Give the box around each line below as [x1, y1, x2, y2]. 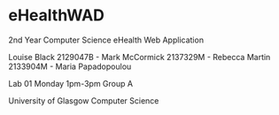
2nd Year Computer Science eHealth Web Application [8, 34, 205, 45]
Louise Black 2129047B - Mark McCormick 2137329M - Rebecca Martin [8, 51, 271, 62]
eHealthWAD [8, 5, 105, 26]
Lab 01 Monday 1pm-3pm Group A [8, 78, 134, 88]
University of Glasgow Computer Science [8, 95, 159, 106]
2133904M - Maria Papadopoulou [8, 61, 132, 72]
